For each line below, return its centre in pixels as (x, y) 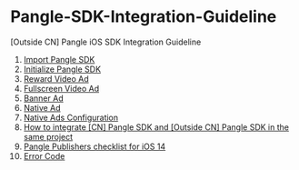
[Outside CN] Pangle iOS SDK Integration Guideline (106, 42)
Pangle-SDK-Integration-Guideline (144, 17)
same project (48, 136)
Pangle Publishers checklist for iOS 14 (95, 146)
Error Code (44, 155)
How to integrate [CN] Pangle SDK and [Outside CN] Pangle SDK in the (156, 127)
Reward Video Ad (56, 78)
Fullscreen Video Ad (61, 88)
